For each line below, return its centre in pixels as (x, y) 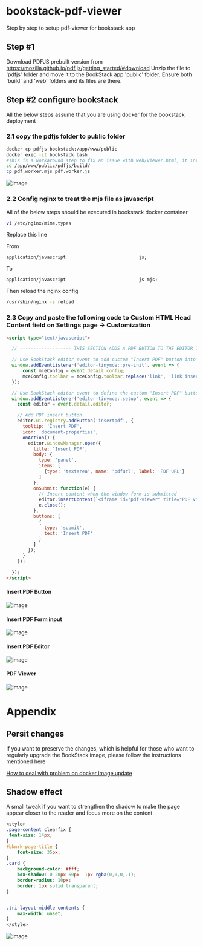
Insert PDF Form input (34, 619)
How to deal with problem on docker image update (69, 773)
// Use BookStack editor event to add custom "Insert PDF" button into (104, 360)
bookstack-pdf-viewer (64, 11)
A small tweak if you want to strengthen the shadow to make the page (93, 807)
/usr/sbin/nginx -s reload (40, 302)
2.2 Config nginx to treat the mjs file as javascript (80, 199)
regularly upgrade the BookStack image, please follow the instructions (94, 755)
